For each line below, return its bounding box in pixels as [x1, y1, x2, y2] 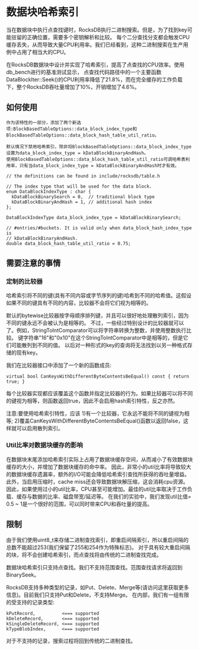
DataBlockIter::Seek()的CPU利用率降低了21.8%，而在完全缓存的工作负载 [6, 75, 183, 83]
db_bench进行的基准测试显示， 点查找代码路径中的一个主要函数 [6, 68, 162, 75]
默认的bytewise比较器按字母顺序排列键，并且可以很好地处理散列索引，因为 [6, 312, 190, 319]
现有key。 [16, 349, 41, 356]
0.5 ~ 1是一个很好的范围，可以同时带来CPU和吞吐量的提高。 [6, 500, 153, 508]
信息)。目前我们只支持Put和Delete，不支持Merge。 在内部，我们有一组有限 [6, 591, 190, 598]
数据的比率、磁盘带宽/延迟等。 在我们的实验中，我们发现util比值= [31, 493, 191, 500]
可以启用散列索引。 [16, 425, 63, 432]
